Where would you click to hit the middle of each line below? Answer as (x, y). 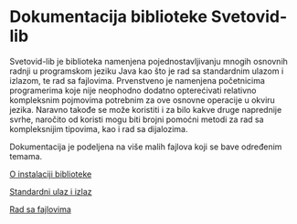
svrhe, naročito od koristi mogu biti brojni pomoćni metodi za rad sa (137, 119)
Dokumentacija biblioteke (109, 17)
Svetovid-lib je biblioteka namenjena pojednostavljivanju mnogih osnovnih (148, 61)
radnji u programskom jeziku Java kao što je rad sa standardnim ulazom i (147, 71)
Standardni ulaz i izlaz (51, 191)
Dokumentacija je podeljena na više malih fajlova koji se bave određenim (146, 147)
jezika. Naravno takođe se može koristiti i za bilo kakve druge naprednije (146, 109)
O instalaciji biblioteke (51, 174)
